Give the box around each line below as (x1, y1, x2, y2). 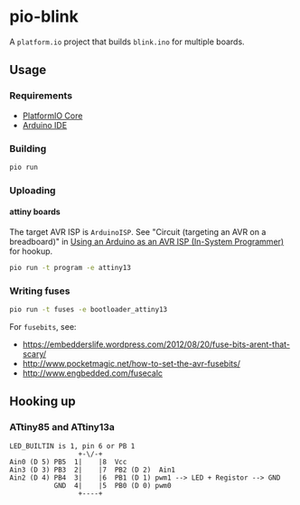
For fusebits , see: (9, 321, 77, 332)
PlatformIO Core (22, 110, 83, 121)
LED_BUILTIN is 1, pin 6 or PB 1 (9, 441, 136, 451)
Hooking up (9, 394, 76, 409)
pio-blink (9, 6, 80, 27)
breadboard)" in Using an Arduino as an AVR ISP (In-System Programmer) (9, 236, 285, 247)
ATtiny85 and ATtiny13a (9, 421, 116, 434)
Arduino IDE (22, 119, 68, 130)
